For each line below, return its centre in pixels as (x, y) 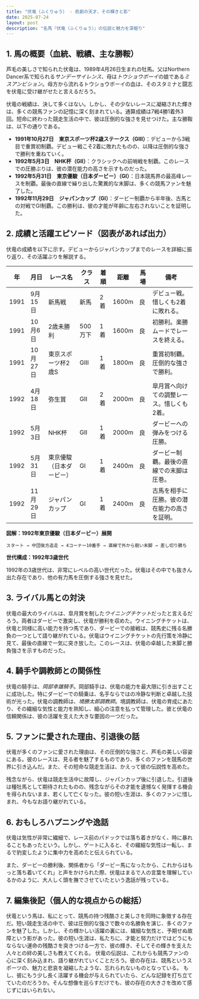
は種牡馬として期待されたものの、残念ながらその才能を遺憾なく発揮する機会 (99, 787)
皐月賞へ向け (170, 385)
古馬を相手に (170, 491)
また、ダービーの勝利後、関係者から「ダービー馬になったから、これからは (97, 865)
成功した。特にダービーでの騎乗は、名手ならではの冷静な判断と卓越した (99, 694)
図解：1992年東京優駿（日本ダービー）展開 (59, 533)
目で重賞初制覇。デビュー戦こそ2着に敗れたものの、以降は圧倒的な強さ (102, 147)
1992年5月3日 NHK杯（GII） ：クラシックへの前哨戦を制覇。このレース (102, 162)
